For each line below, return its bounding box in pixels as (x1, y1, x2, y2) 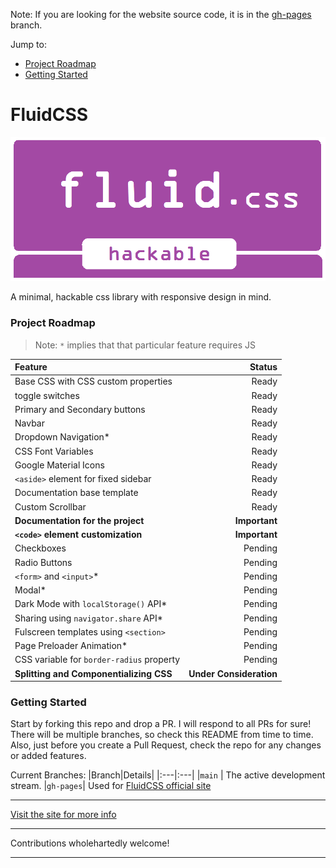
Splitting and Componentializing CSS (14, 667, 173, 679)
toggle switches (14, 389, 80, 401)
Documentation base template (14, 487, 139, 499)
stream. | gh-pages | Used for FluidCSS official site (10, 780, 212, 792)
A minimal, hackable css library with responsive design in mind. (10, 291, 272, 303)
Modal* (14, 584, 47, 596)
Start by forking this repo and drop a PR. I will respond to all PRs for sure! (10, 718, 312, 730)
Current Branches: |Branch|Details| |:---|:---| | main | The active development (10, 769, 326, 781)
